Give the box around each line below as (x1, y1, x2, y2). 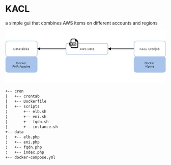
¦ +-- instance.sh (5, 124, 58, 130)
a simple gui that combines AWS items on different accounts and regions (5, 20, 158, 26)
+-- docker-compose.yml (5, 155, 56, 160)
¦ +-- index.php (5, 150, 44, 155)
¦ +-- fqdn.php (5, 145, 42, 150)
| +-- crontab (5, 94, 40, 99)
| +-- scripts (5, 104, 40, 109)
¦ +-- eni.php (5, 140, 40, 145)
